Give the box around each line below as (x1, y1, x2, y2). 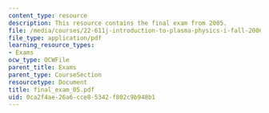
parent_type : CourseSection (8, 71, 102, 79)
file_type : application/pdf (8, 33, 102, 42)
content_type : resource (8, 11, 88, 20)
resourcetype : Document (8, 78, 88, 86)
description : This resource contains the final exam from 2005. (8, 19, 227, 27)
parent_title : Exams (8, 64, 78, 72)
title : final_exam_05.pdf (8, 85, 94, 94)
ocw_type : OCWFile (8, 56, 70, 64)
